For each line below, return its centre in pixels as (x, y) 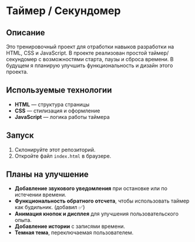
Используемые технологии (59, 90)
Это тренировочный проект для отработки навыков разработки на (90, 47)
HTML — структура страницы (52, 104)
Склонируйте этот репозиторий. (55, 150)
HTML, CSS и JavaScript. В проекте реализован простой (77, 53)
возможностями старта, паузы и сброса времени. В (108, 59)
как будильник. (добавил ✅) (50, 207)
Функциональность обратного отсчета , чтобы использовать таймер (102, 201)
